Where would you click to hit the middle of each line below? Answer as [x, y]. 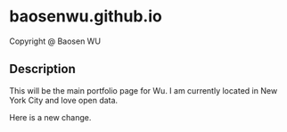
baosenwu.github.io [86, 16]
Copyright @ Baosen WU [55, 41]
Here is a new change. [50, 117]
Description [42, 69]
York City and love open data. [64, 100]
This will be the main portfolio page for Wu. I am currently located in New [143, 90]
